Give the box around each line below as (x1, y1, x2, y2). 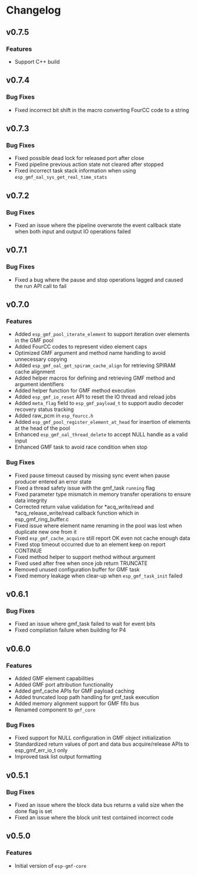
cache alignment (14, 368, 55, 376)
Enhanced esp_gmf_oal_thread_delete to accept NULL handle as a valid (14, 431, 188, 438)
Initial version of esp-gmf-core (14, 862, 87, 869)
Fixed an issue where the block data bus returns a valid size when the (14, 801, 184, 808)
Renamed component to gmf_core (14, 706, 96, 713)
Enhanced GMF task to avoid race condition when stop (14, 443, 148, 450)
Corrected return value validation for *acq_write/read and (14, 503, 154, 510)
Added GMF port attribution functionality (14, 681, 113, 688)
